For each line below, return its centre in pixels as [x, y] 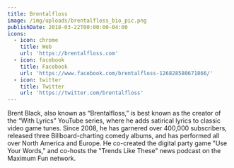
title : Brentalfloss [38, 14]
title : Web [36, 47]
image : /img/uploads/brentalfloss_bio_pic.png [77, 21]
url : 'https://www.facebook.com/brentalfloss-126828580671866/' [117, 73]
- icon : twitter [37, 80]
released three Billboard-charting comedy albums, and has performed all [113, 136]
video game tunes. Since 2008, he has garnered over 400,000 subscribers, [117, 128]
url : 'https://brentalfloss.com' [69, 54]
